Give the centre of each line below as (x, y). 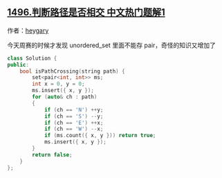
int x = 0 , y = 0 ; (58, 84)
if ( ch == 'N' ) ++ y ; (74, 109)
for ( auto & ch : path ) (65, 97)
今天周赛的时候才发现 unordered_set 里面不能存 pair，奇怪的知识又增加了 (112, 45)
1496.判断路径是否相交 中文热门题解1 (86, 12)
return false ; (52, 154)
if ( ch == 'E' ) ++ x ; (74, 123)
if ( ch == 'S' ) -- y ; (74, 116)
